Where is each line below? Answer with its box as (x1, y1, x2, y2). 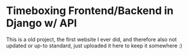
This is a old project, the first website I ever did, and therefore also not (6, 36, 177, 43)
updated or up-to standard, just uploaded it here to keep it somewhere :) (6, 42, 183, 49)
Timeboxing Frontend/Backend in (6, 4, 174, 18)
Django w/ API (6, 16, 77, 30)
